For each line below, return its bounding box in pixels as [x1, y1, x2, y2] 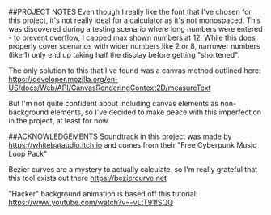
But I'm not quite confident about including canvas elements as [8, 99, 219, 108]
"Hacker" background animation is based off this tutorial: [8, 189, 198, 198]
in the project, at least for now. [8, 116, 110, 125]
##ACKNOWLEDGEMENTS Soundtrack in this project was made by [8, 131, 232, 141]
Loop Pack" [8, 149, 48, 158]
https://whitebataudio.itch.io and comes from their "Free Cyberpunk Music [8, 140, 257, 149]
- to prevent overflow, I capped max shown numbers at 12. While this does [8, 32, 256, 42]
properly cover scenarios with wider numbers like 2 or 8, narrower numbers [8, 41, 260, 51]
